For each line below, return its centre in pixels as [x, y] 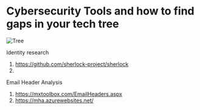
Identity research [28, 52]
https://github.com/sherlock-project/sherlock [72, 64]
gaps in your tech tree [63, 24]
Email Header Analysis [34, 82]
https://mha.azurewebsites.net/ [54, 100]
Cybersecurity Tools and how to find [100, 11]
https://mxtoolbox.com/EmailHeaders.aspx [69, 94]
